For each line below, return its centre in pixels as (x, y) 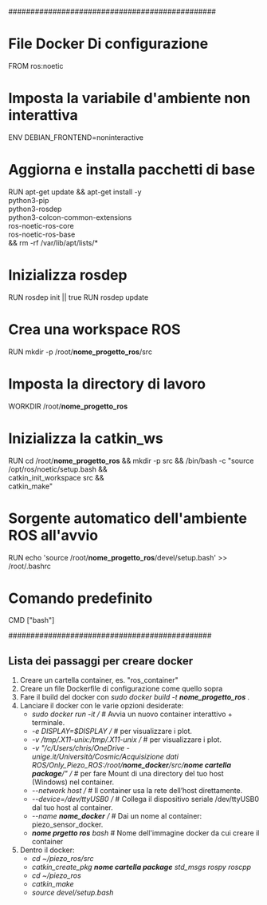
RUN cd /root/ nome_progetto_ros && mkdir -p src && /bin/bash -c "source (131, 460)
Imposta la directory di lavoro (107, 384)
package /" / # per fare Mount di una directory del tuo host (128, 774)
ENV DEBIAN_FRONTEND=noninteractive (76, 137)
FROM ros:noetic (36, 66)
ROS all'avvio (53, 535)
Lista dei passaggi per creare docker (101, 661)
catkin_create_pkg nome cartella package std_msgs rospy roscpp (141, 867)
